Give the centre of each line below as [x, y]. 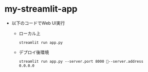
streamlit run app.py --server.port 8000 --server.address [81, 61]
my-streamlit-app [41, 9]
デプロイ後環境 [34, 52]
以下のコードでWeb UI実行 [38, 23]
